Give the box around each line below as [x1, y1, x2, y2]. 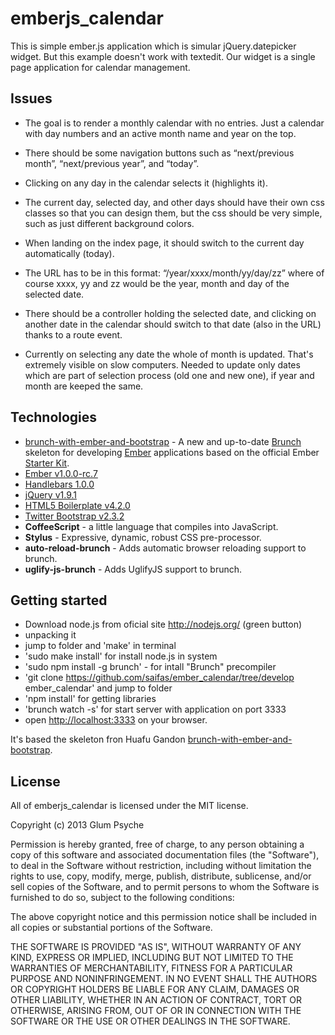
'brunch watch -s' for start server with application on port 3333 [24, 703, 287, 716]
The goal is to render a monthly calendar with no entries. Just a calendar [24, 117, 325, 129]
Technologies [10, 409, 98, 426]
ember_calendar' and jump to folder [24, 682, 173, 694]
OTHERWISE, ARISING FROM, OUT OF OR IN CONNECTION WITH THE [10, 1005, 302, 1017]
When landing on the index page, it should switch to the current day [24, 237, 305, 249]
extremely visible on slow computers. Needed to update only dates [24, 358, 301, 371]
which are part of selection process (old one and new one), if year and [24, 369, 315, 381]
